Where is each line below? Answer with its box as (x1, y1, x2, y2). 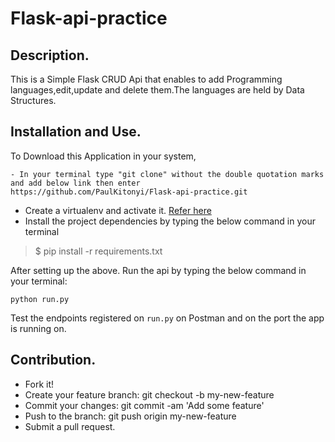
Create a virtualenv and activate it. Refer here (24, 204, 212, 216)
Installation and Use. (10, 123, 142, 141)
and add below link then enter (10, 178, 141, 188)
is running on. (10, 322, 67, 334)
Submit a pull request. (24, 420, 116, 432)
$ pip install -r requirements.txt (34, 245, 163, 257)
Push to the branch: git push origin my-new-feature (24, 410, 237, 422)
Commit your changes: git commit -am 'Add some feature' (24, 399, 265, 411)
